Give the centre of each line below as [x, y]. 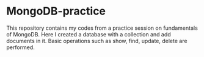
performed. [20, 47]
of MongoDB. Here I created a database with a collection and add [89, 34]
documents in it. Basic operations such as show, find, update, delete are [97, 41]
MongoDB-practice [56, 11]
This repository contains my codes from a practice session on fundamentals [102, 28]
